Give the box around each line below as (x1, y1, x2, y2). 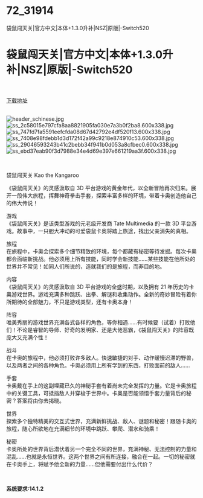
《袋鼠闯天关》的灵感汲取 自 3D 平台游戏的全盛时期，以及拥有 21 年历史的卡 (6, 283, 195, 290)
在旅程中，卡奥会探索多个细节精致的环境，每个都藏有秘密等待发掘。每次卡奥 (6, 247, 197, 255)
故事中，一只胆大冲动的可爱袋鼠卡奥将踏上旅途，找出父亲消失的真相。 (16, 227, 192, 234)
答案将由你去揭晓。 (16, 397, 65, 404)
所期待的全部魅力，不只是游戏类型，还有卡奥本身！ (6, 298, 134, 305)
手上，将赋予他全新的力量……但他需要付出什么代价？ (22, 460, 153, 468)
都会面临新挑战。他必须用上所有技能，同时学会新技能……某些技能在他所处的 (6, 255, 196, 263)
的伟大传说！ (6, 199, 38, 206)
